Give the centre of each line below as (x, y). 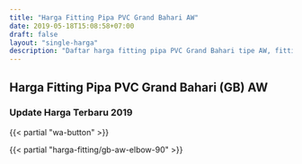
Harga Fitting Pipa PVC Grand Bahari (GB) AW (138, 87)
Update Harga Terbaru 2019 (71, 113)
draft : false (34, 34)
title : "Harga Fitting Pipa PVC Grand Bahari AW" (104, 17)
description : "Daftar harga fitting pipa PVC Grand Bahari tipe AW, (140, 51)
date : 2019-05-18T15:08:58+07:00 (72, 26)
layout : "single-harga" (54, 43)
